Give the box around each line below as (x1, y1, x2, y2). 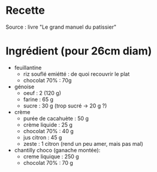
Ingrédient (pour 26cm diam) (5, 44, 152, 58)
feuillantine (14, 64, 42, 71)
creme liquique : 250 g (23, 153, 79, 160)
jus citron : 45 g (23, 134, 62, 141)
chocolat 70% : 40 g (23, 127, 74, 134)
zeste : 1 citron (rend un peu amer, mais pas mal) (23, 140, 143, 147)
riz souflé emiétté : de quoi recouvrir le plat (23, 70, 130, 78)
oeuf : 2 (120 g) (23, 89, 61, 96)
